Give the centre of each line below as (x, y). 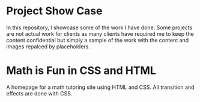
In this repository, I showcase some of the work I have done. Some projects (99, 27)
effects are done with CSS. (39, 93)
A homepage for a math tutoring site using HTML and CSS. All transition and (100, 87)
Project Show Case (54, 11)
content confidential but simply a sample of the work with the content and (98, 40)
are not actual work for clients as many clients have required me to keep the (100, 33)
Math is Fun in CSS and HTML (81, 71)
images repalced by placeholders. (48, 47)
